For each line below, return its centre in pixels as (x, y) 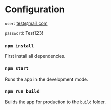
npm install (20, 46)
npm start (17, 69)
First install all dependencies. (35, 56)
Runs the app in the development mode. (46, 79)
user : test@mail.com (26, 23)
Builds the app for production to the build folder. (55, 102)
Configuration (35, 9)
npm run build (22, 91)
